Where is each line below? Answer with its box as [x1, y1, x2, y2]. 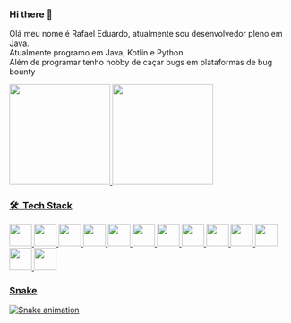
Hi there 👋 [9, 8, 54, 21]
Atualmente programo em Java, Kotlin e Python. [9, 47, 186, 58]
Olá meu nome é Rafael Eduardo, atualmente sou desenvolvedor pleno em [9, 29, 283, 39]
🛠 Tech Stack [9, 200, 73, 212]
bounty [9, 66, 36, 77]
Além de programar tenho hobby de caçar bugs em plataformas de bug [9, 57, 273, 68]
